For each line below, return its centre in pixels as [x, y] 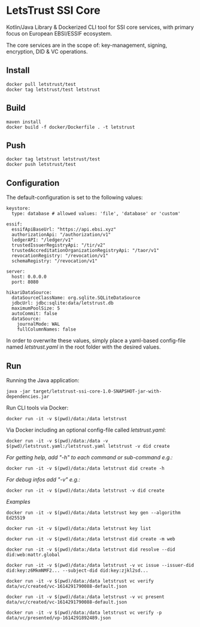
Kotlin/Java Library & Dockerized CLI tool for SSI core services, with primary [100, 27]
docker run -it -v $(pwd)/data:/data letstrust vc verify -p [84, 613]
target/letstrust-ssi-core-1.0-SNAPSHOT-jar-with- [97, 391]
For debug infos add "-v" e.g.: [43, 479]
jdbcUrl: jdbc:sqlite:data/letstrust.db [63, 303]
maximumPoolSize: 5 [36, 308]
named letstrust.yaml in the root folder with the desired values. [84, 347]
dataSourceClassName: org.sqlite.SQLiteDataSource [76, 298]
